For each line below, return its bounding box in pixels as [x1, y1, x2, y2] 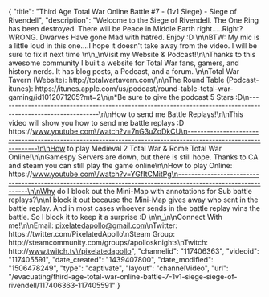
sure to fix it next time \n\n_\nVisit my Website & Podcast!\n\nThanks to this [8, 50, 256, 59]
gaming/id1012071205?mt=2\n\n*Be [8, 93, 127, 101]
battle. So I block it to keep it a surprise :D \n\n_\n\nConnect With [8, 212, 222, 221]
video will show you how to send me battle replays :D [8, 118, 185, 127]
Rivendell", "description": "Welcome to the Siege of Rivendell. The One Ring [8, 15, 259, 25]
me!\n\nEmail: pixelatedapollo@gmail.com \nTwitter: [8, 221, 178, 230]
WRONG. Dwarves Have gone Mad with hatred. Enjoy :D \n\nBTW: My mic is [8, 32, 260, 42]
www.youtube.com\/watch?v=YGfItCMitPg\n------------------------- [31, 169, 259, 179]
